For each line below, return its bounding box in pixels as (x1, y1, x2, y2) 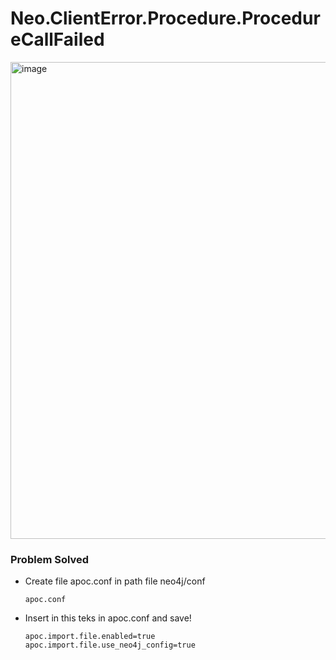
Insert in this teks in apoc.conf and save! (24, 612, 192, 624)
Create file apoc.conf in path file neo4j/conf (24, 575, 206, 587)
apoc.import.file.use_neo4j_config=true (24, 640, 196, 651)
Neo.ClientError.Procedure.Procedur (10, 7, 321, 30)
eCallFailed (10, 28, 105, 51)
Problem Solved (10, 552, 90, 566)
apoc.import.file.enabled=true (24, 632, 156, 642)
